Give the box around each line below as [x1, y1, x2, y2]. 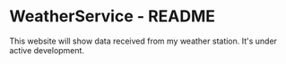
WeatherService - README [9, 6, 216, 27]
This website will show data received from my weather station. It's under [9, 36, 278, 46]
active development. [9, 44, 85, 55]
